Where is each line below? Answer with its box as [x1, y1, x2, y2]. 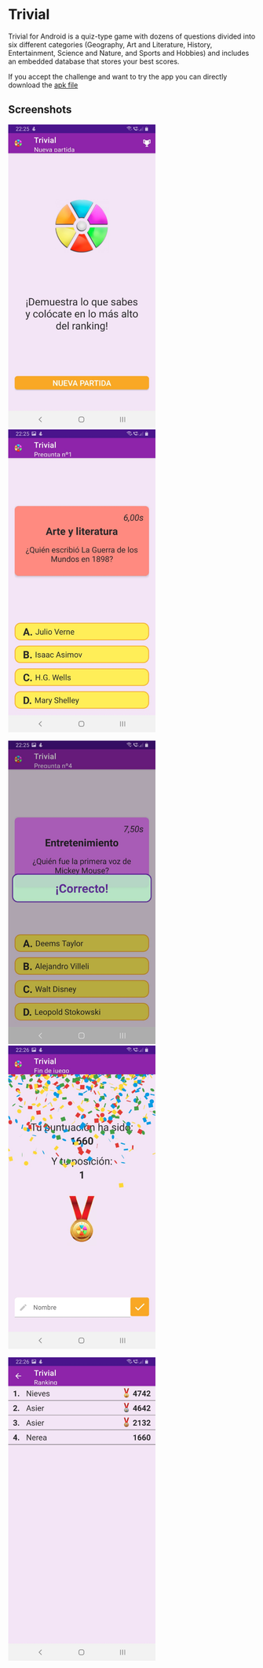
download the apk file [8, 80, 79, 90]
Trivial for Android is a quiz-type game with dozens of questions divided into [8, 31, 256, 41]
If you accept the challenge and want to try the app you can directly [8, 72, 228, 81]
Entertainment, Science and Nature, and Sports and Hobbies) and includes [8, 48, 250, 57]
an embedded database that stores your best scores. [8, 57, 180, 66]
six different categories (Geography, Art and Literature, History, [8, 39, 213, 49]
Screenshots [8, 103, 72, 116]
